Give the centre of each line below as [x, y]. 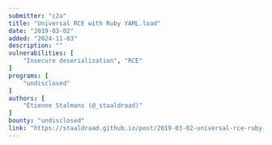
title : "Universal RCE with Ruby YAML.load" [85, 23]
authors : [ [27, 98]
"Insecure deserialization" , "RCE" [83, 61]
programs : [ [28, 76]
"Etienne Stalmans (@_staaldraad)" [83, 106]
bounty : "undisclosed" [47, 121]
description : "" [36, 46]
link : [17, 128]
